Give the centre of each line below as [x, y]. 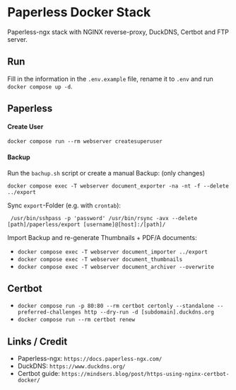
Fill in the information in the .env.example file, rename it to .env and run [110, 79]
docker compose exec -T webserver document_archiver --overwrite [116, 267]
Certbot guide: [39, 374]
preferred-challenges [49, 312]
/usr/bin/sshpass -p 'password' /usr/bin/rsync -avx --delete [104, 218]
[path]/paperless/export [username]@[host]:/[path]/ [87, 224]
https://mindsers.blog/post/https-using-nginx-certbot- [145, 374]
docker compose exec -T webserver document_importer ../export [113, 252]
